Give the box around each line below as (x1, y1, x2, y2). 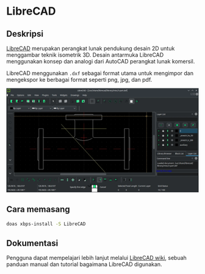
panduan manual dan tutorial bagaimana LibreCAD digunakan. (6, 261, 163, 268)
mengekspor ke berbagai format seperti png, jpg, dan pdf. (6, 76, 153, 83)
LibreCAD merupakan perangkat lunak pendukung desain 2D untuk (6, 45, 175, 52)
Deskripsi (6, 29, 44, 39)
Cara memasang (6, 204, 70, 215)
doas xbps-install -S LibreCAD (6, 221, 86, 227)
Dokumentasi (6, 238, 59, 248)
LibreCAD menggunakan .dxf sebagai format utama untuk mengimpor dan (6, 70, 194, 77)
